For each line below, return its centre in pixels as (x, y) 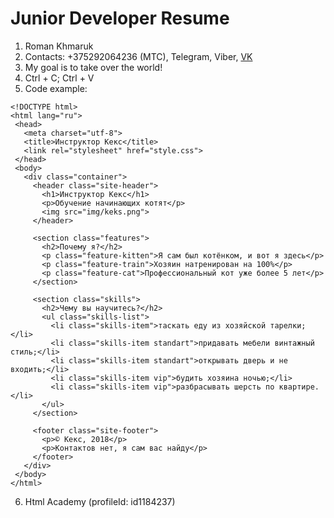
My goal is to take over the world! (93, 67)
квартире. (299, 387)
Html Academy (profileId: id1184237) (100, 501)
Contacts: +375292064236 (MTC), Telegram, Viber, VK (138, 56)
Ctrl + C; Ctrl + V (59, 78)
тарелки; (288, 325)
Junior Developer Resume (120, 18)
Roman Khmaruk (59, 46)
